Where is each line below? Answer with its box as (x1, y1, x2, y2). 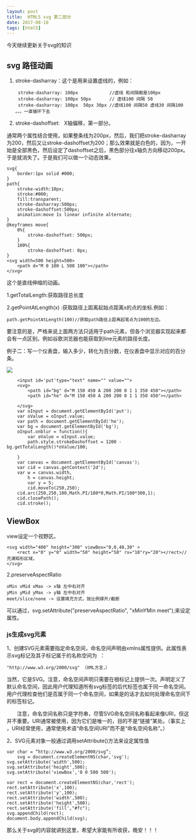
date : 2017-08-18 (6, 19, 49, 25)
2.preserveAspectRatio (6, 571, 62, 578)
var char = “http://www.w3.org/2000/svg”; (6, 749, 111, 755)
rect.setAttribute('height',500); (6, 800, 91, 806)
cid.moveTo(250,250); (27, 485, 80, 491)
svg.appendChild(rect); (6, 810, 65, 817)
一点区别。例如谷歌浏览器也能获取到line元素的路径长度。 (16, 335, 153, 343)
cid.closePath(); (17, 495, 60, 501)
